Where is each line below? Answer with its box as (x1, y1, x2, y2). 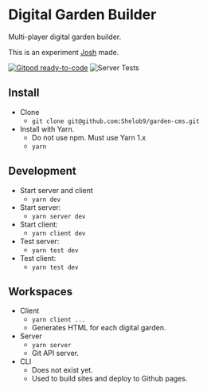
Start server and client (19, 185, 93, 195)
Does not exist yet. (31, 365, 93, 375)
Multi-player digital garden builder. (8, 32, 122, 41)
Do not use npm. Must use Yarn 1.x (31, 132, 146, 142)
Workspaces (8, 285, 73, 298)
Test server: (19, 236, 60, 246)
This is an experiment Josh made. (8, 47, 119, 57)
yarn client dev (31, 229, 86, 237)
